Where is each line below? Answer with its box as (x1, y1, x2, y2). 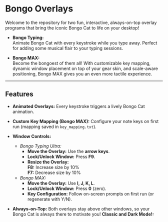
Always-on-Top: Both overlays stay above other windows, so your (12, 205, 150, 211)
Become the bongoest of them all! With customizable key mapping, (12, 60, 151, 66)
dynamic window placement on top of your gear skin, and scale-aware (12, 65, 158, 71)
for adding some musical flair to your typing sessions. (12, 45, 123, 51)
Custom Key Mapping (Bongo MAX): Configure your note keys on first (12, 118, 159, 124)
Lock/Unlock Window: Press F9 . (27, 153, 95, 159)
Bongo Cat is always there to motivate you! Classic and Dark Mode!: (12, 211, 154, 217)
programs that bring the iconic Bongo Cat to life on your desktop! (5, 24, 139, 30)
